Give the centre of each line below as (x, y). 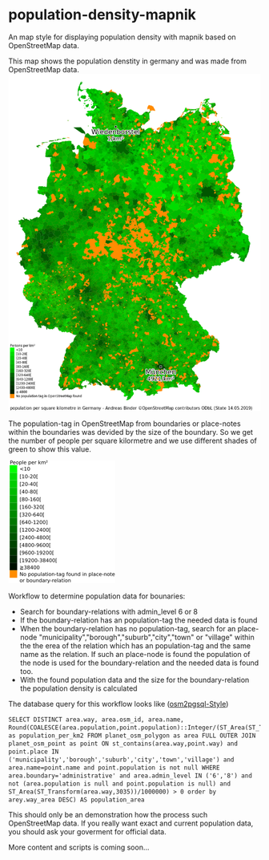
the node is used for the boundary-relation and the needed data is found (139, 663)
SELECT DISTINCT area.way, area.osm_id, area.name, (96, 720)
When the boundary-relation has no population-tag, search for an (128, 628)
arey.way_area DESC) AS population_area (77, 800)
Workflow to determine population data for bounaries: (97, 596)
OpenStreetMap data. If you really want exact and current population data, (131, 823)
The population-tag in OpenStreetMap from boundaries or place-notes (125, 424)
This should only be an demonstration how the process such (108, 814)
